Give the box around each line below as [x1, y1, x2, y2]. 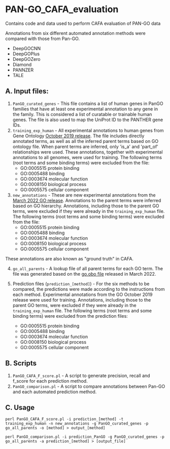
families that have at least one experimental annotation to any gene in [12, 105, 158, 112]
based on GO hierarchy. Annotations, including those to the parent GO [12, 203, 159, 209]
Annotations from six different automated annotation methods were [5, 30, 146, 36]
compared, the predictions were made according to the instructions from [12, 286, 165, 292]
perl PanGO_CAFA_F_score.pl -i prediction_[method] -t [5, 417, 124, 422]
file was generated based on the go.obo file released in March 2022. [12, 271, 156, 277]
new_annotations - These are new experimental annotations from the [12, 192, 156, 198]
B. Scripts [5, 359, 37, 368]
